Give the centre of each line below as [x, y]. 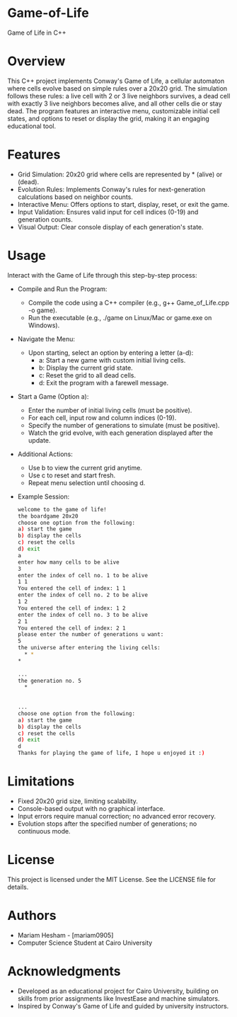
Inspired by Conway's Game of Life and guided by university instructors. [123, 1006]
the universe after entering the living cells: [89, 648]
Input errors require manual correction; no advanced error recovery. [117, 816]
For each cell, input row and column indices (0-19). [102, 417]
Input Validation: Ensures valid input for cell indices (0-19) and [108, 212]
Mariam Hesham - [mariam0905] [65, 935]
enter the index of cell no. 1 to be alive [83, 575]
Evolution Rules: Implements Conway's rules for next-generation [111, 189]
